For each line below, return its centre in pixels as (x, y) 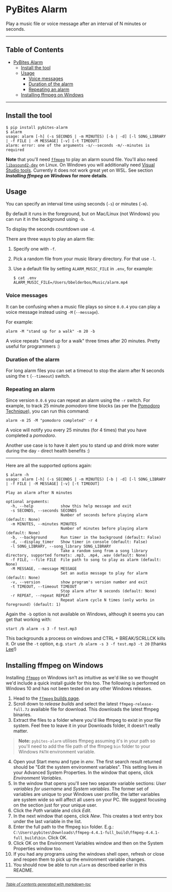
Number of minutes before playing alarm (104, 529)
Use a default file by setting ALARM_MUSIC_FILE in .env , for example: (83, 269)
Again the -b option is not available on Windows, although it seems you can (85, 614)
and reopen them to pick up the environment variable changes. (79, 859)
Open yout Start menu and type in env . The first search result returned (87, 762)
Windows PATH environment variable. (57, 752)
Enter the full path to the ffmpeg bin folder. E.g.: (64, 827)
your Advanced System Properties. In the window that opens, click (83, 772)
